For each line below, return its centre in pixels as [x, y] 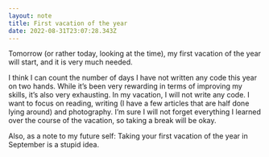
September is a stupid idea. [54, 145]
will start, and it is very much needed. [70, 62]
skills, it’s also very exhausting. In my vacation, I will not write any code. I [129, 95]
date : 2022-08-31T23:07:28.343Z [62, 31]
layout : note [30, 16]
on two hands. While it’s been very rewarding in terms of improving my [126, 86]
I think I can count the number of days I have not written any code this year [133, 78]
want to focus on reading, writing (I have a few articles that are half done [129, 103]
